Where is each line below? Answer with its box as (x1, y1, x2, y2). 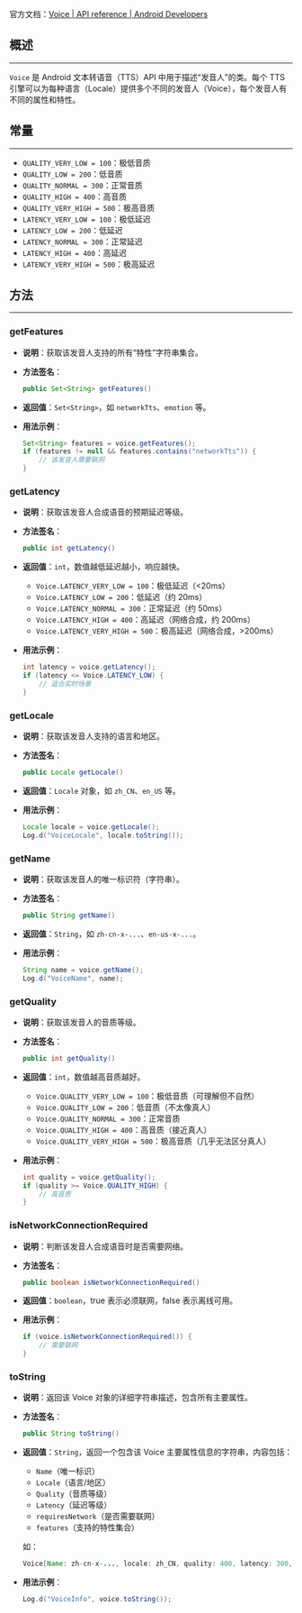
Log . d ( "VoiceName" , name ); (22, 973, 124, 983)
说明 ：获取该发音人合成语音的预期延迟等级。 (22, 506, 189, 517)
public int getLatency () (22, 544, 116, 553)
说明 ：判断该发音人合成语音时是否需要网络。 (22, 1241, 189, 1252)
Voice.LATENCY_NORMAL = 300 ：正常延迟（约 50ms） (35, 603, 227, 614)
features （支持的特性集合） (35, 1522, 139, 1533)
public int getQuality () (22, 1053, 116, 1062)
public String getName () (22, 911, 116, 920)
